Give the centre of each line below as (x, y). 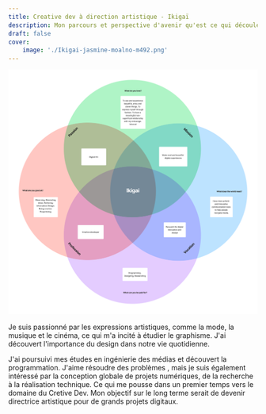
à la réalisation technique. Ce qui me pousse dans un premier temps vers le (131, 384)
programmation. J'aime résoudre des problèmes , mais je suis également (127, 367)
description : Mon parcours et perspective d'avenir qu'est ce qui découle (134, 25)
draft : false (30, 33)
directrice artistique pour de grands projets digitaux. (93, 401)
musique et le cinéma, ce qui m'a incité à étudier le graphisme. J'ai (117, 335)
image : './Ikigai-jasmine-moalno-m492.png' (95, 50)
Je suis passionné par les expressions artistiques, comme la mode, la (122, 327)
